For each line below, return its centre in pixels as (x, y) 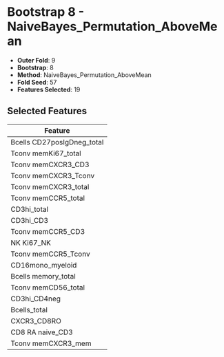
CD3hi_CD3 (30, 220)
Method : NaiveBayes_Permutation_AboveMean (84, 75)
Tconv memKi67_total (46, 153)
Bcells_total (29, 310)
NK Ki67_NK (31, 243)
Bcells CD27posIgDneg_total (57, 142)
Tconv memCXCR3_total (50, 186)
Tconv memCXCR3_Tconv (53, 175)
